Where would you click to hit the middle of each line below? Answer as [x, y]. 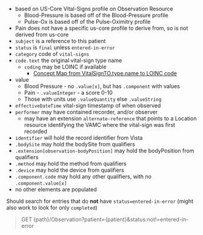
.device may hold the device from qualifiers [69, 170]
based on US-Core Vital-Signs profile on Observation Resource [94, 9]
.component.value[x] [41, 183]
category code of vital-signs [52, 54]
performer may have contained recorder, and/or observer [86, 112]
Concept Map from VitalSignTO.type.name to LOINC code [105, 73]
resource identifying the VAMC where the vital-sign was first [100, 125]
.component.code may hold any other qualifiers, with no [83, 176]
